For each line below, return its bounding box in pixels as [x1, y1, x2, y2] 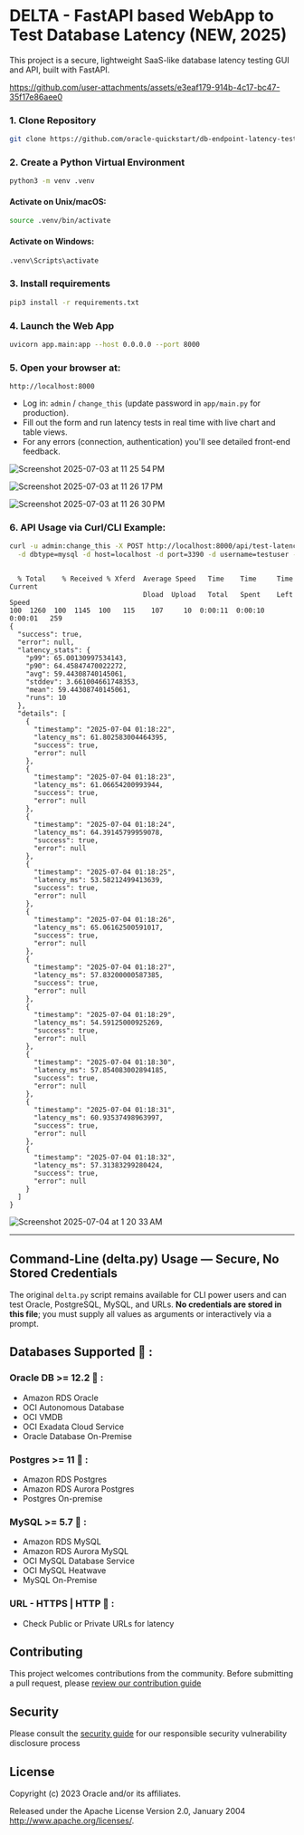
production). [22, 408, 70, 418]
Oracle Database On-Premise [22, 1430, 133, 1441]
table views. [22, 427, 68, 437]
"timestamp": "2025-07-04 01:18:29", [33, 1011, 176, 1020]
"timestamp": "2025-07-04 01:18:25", [33, 868, 176, 877]
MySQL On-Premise [22, 1575, 98, 1586]
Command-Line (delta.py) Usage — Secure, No [9, 1251, 280, 1266]
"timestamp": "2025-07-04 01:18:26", [33, 916, 176, 925]
